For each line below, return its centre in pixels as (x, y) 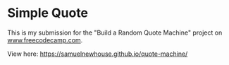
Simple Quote (48, 13)
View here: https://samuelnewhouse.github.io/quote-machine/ (98, 54)
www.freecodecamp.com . (45, 40)
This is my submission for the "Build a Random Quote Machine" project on (115, 32)
